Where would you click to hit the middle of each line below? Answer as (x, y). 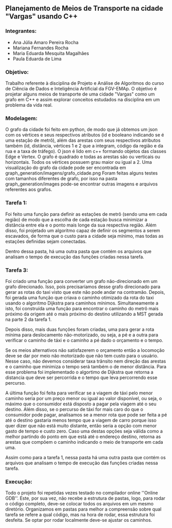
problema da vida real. (29, 105)
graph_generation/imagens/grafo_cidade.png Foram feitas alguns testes (82, 173)
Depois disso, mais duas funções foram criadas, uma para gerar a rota (80, 329)
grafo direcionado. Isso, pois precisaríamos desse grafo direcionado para (83, 287)
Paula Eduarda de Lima (37, 59)
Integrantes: (21, 31)
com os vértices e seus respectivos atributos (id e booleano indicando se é (85, 135)
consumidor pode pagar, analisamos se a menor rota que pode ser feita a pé (86, 414)
